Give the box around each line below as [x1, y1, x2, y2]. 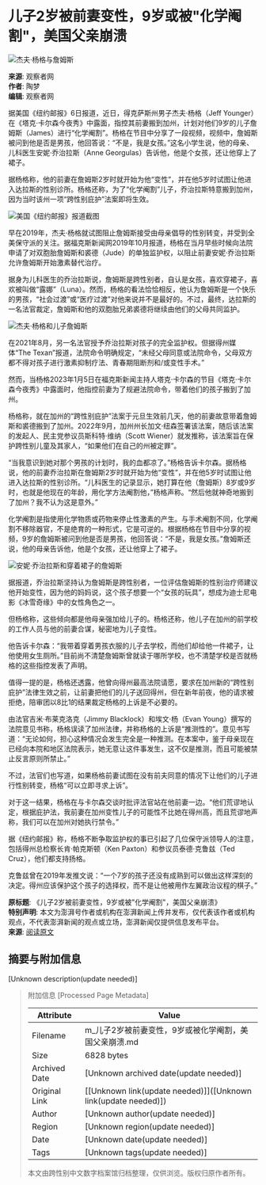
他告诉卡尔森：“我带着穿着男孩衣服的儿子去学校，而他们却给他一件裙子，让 [8, 641, 255, 650]
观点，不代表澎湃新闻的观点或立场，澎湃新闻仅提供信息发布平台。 [8, 916, 223, 927]
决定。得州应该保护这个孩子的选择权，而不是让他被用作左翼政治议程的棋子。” [8, 880, 258, 890]
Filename [31, 1030, 66, 1041]
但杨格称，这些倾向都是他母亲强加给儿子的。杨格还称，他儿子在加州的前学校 [8, 614, 258, 623]
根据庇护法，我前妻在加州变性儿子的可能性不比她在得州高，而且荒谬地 [21, 807, 251, 817]
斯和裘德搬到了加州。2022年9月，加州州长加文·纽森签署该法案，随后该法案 [8, 421, 254, 430]
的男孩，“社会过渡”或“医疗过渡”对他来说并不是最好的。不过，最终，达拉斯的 [8, 294, 256, 303]
